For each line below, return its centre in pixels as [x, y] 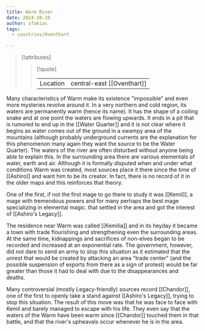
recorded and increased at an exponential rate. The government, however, [100, 245]
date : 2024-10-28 [28, 18]
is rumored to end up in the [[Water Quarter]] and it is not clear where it [96, 124]
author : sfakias [27, 23]
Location [52, 84]
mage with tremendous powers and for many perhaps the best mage [92, 201]
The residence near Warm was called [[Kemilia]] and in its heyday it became [102, 226]
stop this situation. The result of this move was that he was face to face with [102, 302]
